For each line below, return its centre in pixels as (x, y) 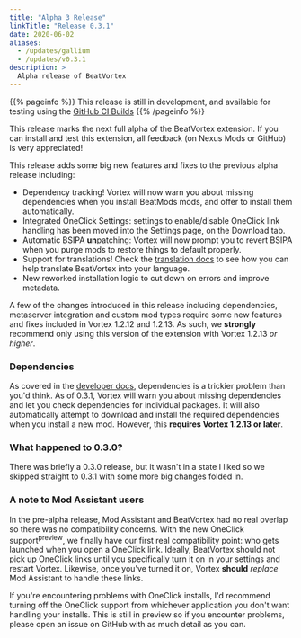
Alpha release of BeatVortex (72, 76)
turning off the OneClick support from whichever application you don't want (150, 605)
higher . (22, 343)
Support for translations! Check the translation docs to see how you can (155, 259)
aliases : (26, 43)
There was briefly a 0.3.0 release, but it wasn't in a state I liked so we (137, 467)
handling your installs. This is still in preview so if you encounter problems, (147, 615)
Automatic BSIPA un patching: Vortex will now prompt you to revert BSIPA (157, 240)
